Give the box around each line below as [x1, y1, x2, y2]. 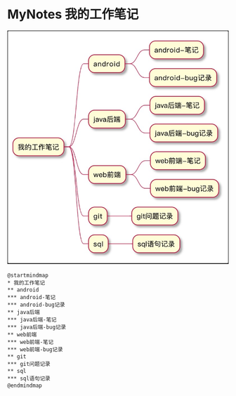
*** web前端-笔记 [7, 338, 54, 346]
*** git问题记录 [7, 361, 51, 368]
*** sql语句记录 [7, 375, 51, 383]
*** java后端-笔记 [7, 317, 57, 324]
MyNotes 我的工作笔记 [7, 6, 139, 22]
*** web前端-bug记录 [7, 346, 63, 353]
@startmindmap [7, 272, 49, 279]
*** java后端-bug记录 [7, 324, 67, 331]
